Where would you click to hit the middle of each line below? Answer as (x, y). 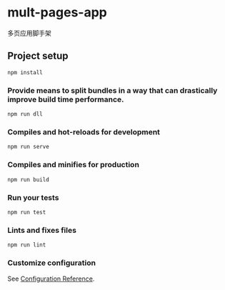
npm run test (27, 212)
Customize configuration (52, 263)
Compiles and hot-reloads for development (84, 131)
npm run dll (25, 114)
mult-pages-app (57, 12)
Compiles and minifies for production (73, 165)
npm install (25, 72)
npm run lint (27, 245)
